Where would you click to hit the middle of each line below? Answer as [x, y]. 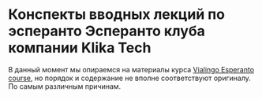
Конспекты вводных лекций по [116, 15]
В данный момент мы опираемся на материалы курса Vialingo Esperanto [131, 69]
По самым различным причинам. [65, 86]
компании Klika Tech [80, 48]
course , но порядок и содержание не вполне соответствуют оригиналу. [129, 78]
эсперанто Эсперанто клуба [107, 31]
